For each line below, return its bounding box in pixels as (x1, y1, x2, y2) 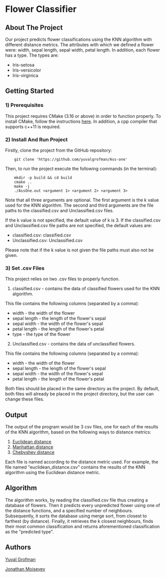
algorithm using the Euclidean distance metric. (5, 470, 100, 476)
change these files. (5, 396, 45, 402)
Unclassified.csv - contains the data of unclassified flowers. (12, 341, 136, 347)
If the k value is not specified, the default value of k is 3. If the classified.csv (5, 217, 161, 223)
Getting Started (5, 87, 54, 95)
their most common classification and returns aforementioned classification (5, 523, 160, 529)
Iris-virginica (12, 73, 39, 78)
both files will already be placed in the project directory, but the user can (5, 391, 154, 397)
